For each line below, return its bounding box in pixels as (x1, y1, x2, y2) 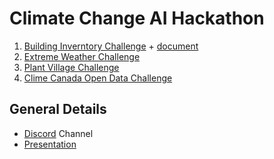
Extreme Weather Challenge (23, 50, 141, 62)
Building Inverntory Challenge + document (23, 40, 199, 52)
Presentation (23, 138, 77, 150)
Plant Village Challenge (23, 61, 120, 73)
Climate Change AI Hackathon (9, 7, 265, 30)
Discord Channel (23, 127, 94, 139)
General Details (9, 101, 107, 118)
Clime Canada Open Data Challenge (23, 72, 173, 84)
